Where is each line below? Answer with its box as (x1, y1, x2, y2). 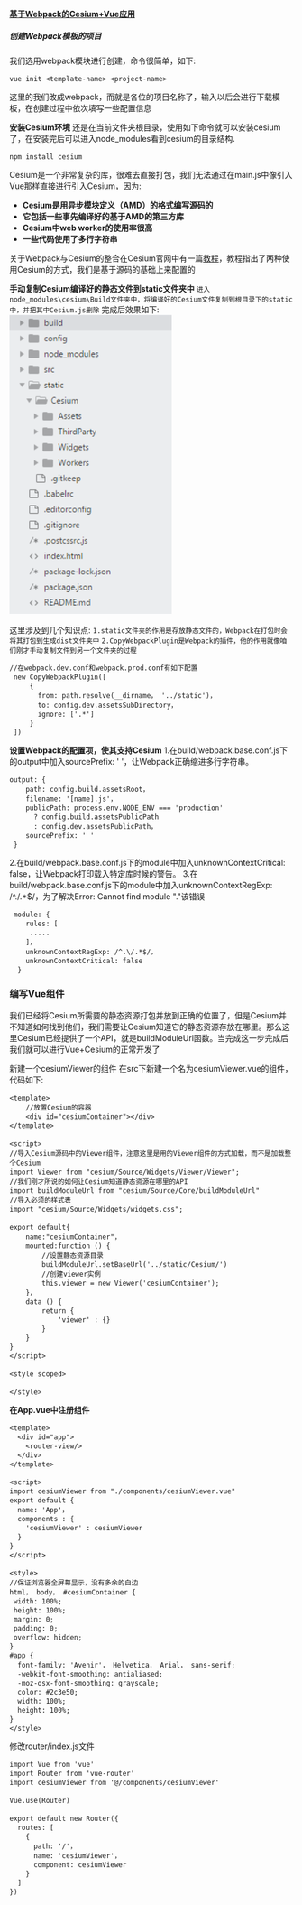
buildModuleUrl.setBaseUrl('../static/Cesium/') (41, 1259, 228, 1268)
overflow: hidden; (13, 1632, 83, 1642)
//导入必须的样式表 (9, 1195, 72, 1204)
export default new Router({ (9, 1814, 119, 1823)
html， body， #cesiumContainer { (9, 1587, 137, 1597)
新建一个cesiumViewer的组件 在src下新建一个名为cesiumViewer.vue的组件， (9, 1063, 293, 1073)
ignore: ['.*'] (37, 710, 95, 719)
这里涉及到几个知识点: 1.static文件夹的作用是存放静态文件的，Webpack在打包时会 (9, 624, 288, 636)
